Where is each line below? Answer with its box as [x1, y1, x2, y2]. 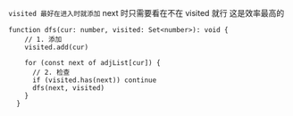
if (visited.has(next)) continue [31, 76, 157, 85]
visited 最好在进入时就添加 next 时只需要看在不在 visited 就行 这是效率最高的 [8, 8, 285, 18]
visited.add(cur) [24, 43, 89, 52]
